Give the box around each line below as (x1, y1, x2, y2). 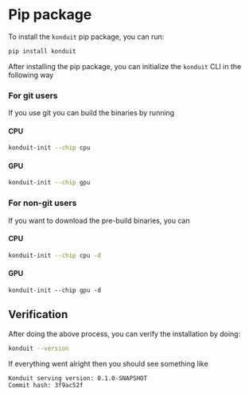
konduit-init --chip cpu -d (8, 251, 102, 259)
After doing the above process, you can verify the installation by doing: (8, 328, 241, 339)
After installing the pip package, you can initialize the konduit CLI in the (8, 61, 242, 71)
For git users (8, 90, 58, 101)
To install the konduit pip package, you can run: (8, 32, 165, 41)
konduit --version (8, 344, 69, 352)
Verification (8, 308, 68, 321)
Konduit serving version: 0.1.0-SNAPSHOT (8, 374, 148, 382)
